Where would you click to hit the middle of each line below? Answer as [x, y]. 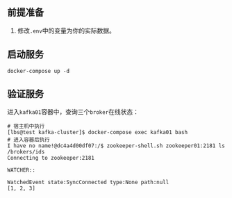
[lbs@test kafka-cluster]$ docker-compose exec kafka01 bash [98, 133]
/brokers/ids [26, 152]
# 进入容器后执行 [28, 140]
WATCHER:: [22, 170]
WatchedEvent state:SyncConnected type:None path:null [88, 183]
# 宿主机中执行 [26, 126]
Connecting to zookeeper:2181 [51, 158]
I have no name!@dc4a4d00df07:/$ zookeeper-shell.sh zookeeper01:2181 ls [116, 146]
